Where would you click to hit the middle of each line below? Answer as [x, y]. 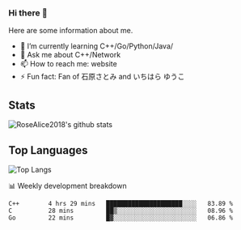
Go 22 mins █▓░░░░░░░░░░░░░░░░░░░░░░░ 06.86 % [120, 218]
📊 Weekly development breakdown [68, 185]
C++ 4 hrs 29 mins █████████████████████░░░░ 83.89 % [120, 203]
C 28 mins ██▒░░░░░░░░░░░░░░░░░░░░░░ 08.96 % [120, 211]
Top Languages [48, 150]
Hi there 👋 [28, 13]
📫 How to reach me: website [68, 64]
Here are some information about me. [71, 31]
